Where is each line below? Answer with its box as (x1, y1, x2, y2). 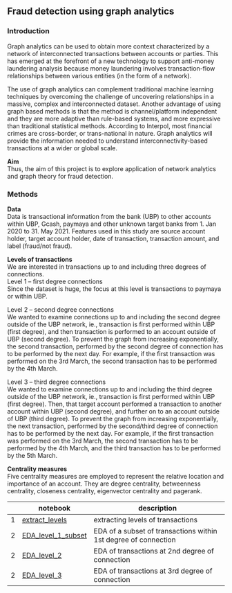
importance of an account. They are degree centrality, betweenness (7, 479, 202, 488)
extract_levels (21, 515, 68, 524)
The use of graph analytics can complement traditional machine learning (7, 85, 214, 93)
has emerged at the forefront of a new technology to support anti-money (7, 57, 215, 65)
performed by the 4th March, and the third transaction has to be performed (7, 443, 221, 452)
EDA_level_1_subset (21, 530, 88, 540)
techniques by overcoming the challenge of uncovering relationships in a (7, 92, 214, 100)
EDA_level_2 (21, 550, 62, 560)
